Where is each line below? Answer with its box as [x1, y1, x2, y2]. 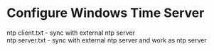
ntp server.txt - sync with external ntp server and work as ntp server [6, 35, 207, 44]
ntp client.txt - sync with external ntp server [6, 28, 136, 37]
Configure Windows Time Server [6, 5, 205, 21]
